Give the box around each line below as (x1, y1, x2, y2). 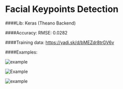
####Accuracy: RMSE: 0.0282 (5, 29, 68, 35)
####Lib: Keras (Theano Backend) (5, 20, 76, 26)
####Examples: (5, 49, 38, 55)
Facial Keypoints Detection (5, 3, 119, 15)
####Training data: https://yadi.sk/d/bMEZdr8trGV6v (5, 39, 115, 45)
